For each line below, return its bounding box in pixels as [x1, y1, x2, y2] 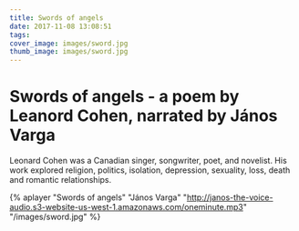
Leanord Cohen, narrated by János [9, 105, 278, 126]
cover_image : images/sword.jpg [9, 38, 129, 48]
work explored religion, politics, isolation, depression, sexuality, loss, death [9, 165, 291, 176]
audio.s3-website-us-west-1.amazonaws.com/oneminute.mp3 [9, 202, 243, 213]
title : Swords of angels [9, 13, 104, 23]
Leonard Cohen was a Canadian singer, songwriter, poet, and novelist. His [9, 156, 287, 166]
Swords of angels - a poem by [9, 86, 240, 107]
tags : [9, 30, 30, 39]
